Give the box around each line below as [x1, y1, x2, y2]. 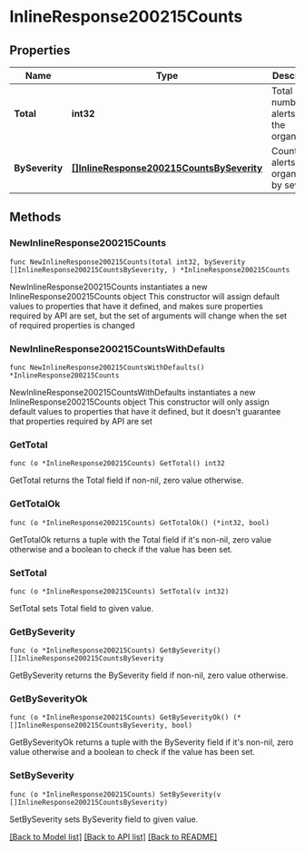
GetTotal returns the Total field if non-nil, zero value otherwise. [9, 474, 244, 486]
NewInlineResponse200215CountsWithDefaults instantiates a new [9, 386, 256, 397]
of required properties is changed [9, 319, 135, 330]
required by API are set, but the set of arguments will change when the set [9, 310, 288, 321]
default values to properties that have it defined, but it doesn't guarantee [9, 406, 281, 416]
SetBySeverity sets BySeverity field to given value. [9, 814, 199, 825]
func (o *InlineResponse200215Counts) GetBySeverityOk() [9, 713, 230, 722]
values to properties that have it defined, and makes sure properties [9, 300, 263, 311]
